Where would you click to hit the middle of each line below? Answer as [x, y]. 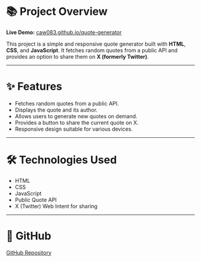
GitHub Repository [29, 252]
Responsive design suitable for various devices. [74, 129]
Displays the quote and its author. [56, 110]
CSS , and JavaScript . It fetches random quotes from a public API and [92, 50]
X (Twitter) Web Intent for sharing [56, 206]
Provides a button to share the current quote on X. [77, 122]
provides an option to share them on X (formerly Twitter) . [77, 56]
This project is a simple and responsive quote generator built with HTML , [96, 44]
